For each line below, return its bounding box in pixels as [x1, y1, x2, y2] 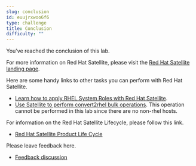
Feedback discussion [14, 153, 68, 161]
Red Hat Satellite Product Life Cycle [14, 131, 103, 138]
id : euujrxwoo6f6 [6, 14, 50, 20]
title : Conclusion [6, 25, 52, 32]
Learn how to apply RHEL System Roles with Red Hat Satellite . [14, 95, 168, 102]
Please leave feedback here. [6, 142, 76, 149]
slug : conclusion [6, 8, 50, 15]
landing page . [6, 65, 40, 72]
